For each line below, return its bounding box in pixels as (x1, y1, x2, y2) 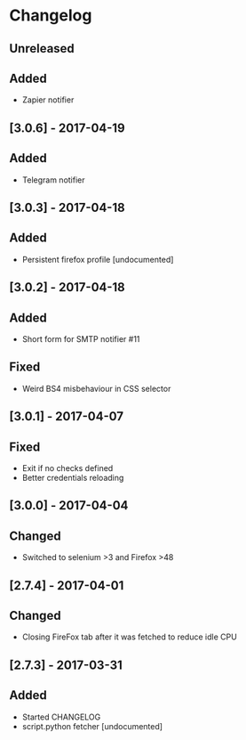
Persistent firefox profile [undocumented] (21, 254, 174, 264)
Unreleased (9, 41, 75, 56)
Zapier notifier (21, 94, 75, 105)
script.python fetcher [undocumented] (21, 720, 163, 731)
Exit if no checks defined (21, 463, 114, 474)
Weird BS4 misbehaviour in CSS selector (21, 383, 171, 394)
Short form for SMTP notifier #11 (21, 334, 140, 344)
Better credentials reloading (21, 473, 124, 484)
